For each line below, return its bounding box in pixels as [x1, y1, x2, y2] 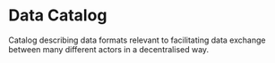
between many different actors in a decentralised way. [8, 43, 210, 54]
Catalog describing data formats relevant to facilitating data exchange [8, 35, 266, 45]
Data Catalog [8, 5, 107, 26]
